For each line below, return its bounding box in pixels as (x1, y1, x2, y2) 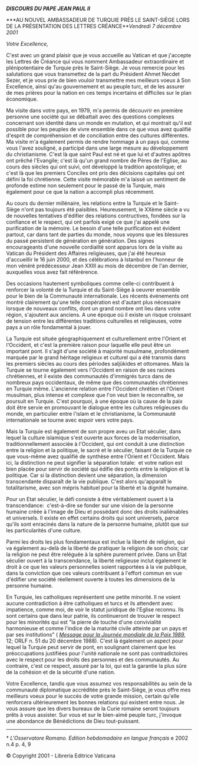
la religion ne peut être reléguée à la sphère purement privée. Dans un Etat (6, 551, 187, 558)
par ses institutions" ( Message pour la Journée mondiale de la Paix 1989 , (6, 631, 186, 638)
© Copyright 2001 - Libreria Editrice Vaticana (6, 752, 116, 759)
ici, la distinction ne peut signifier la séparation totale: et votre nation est (6, 459, 183, 466)
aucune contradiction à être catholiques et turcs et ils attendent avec (6, 600, 173, 607)
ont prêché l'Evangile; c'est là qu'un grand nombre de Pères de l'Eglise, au (6, 157, 187, 164)
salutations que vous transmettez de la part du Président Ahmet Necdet (6, 71, 180, 77)
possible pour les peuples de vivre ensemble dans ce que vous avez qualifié (6, 126, 192, 133)
